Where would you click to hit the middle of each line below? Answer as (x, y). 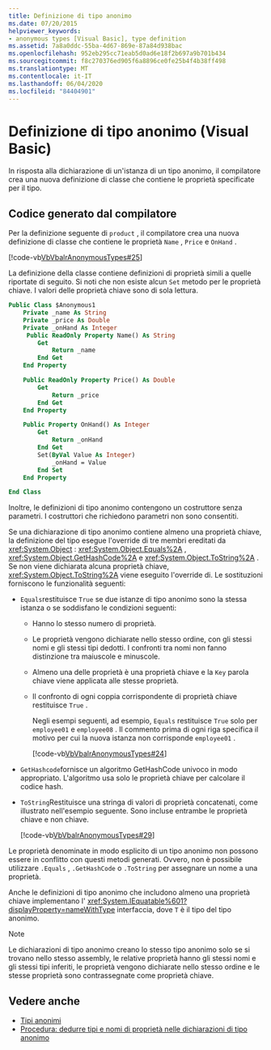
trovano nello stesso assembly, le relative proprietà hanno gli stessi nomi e (132, 958)
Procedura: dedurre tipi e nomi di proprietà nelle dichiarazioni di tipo (134, 1029)
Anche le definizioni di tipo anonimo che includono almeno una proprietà (129, 893)
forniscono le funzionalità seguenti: (67, 583)
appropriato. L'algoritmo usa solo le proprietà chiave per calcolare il (132, 778)
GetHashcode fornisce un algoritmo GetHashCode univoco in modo (129, 770)
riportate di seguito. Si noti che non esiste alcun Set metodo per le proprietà (135, 282)
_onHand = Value (79, 463)
